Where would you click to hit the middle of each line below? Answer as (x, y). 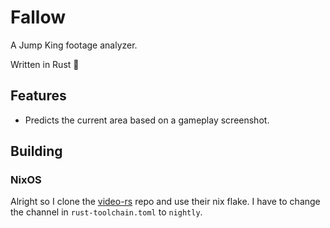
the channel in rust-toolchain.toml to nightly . (106, 212)
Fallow (38, 17)
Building (36, 151)
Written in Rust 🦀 (45, 64)
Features (38, 96)
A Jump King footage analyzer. (74, 45)
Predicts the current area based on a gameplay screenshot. (147, 120)
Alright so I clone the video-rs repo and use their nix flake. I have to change (165, 202)
